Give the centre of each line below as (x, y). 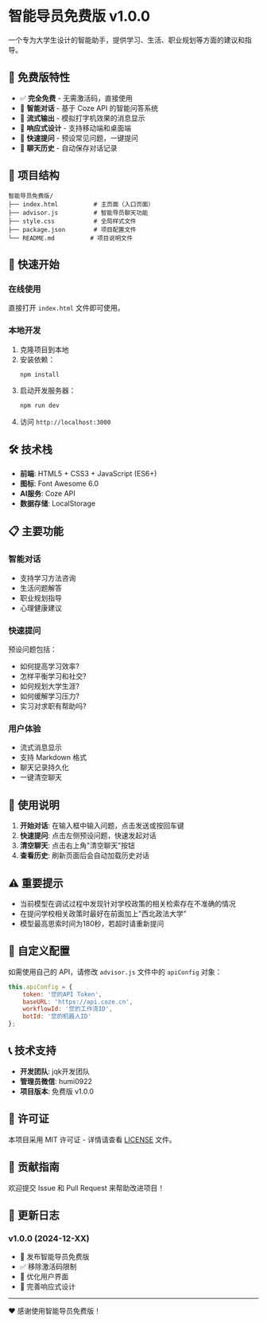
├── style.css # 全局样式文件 (72, 221)
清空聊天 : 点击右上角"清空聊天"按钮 (77, 846)
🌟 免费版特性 (39, 78)
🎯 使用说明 (34, 805)
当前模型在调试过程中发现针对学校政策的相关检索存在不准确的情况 (128, 904)
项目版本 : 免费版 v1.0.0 (56, 1091)
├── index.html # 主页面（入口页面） (81, 204)
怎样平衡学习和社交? (53, 676)
